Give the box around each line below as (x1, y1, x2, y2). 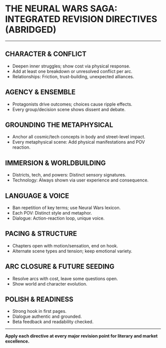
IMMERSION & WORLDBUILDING (5, 159, 106, 167)
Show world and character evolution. (12, 281, 87, 287)
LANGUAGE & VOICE (5, 191, 69, 200)
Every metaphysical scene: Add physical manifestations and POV (12, 139, 145, 145)
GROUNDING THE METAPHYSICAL (5, 120, 114, 129)
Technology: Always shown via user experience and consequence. (12, 177, 149, 183)
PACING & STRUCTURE (5, 230, 78, 238)
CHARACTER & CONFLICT (5, 50, 87, 58)
